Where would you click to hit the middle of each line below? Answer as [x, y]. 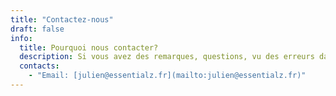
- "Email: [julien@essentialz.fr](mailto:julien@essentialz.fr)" [167, 76]
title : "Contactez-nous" [62, 19]
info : [21, 38]
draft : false [37, 29]
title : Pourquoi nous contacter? [89, 47]
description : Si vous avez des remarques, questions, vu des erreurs [167, 57]
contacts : [39, 66]
